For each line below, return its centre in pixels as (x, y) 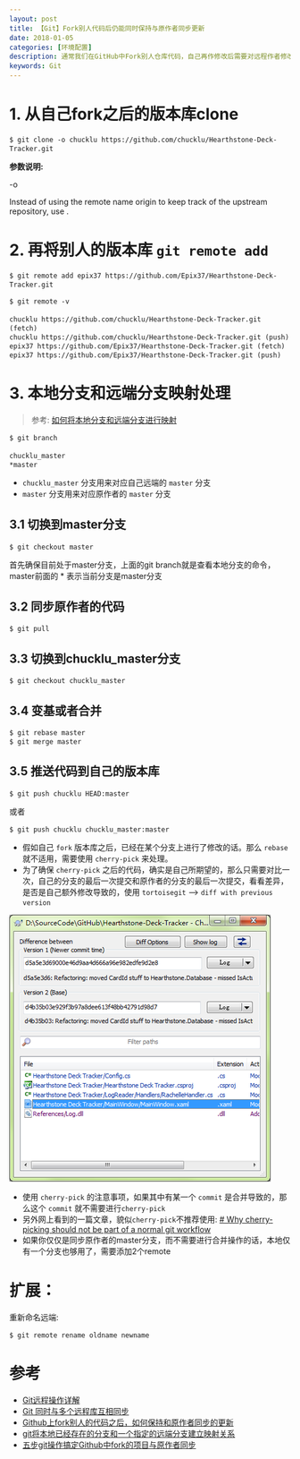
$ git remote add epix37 (55, 276)
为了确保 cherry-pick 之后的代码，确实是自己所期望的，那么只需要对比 (152, 869)
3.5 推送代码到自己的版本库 (85, 771)
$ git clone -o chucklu (54, 140)
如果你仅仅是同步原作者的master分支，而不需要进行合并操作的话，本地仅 (156, 1240)
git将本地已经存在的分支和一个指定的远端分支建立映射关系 (129, 1433)
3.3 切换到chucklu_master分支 (95, 658)
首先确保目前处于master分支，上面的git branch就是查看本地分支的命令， (142, 565)
